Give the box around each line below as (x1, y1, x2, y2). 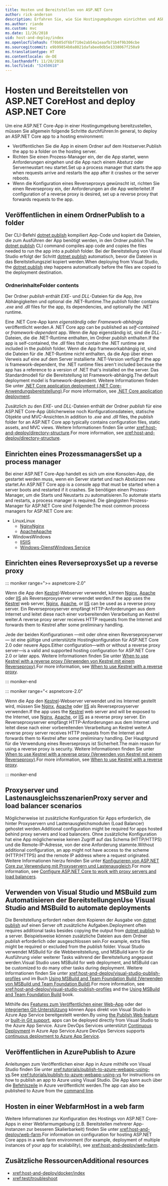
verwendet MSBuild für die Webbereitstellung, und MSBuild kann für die (5, 949, 153, 955)
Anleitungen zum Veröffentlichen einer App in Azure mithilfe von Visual (5, 1061, 151, 1067)
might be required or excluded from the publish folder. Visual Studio (5, 943, 145, 950)
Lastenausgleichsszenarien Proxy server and (5, 794, 148, 803)
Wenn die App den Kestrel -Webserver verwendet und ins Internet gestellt (5, 698, 156, 704)
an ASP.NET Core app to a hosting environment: (5, 133, 104, 139)
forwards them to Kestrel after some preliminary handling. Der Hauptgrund (5, 735, 158, 741)
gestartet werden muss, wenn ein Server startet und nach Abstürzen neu (5, 476, 155, 482)
